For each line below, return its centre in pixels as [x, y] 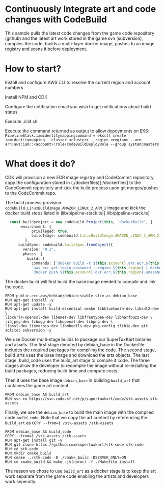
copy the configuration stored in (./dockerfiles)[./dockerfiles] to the [73, 183]
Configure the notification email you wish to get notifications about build [78, 106]
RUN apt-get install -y [29, 300]
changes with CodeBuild [56, 19]
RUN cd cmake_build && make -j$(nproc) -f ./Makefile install [70, 462]
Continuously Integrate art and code [81, 9]
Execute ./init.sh [21, 121]
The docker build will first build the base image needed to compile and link [81, 282]
